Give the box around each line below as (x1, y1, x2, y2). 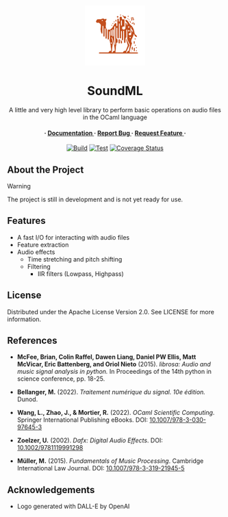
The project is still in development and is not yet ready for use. (7, 195, 183, 203)
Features (7, 215, 46, 227)
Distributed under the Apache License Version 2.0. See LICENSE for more (7, 307, 214, 316)
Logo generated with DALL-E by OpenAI (16, 502, 130, 511)
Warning (7, 181, 31, 190)
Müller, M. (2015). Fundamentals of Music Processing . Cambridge (16, 457, 204, 465)
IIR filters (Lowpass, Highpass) (37, 269, 125, 278)
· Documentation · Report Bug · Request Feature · (44, 129, 186, 137)
